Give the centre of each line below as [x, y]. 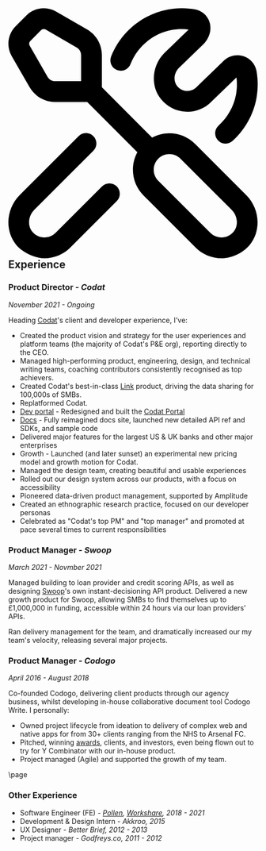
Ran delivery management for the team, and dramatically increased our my [130, 631]
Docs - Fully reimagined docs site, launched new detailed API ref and [132, 420]
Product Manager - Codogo [62, 660]
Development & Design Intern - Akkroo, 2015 [92, 821]
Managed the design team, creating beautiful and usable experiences [133, 470]
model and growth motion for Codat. [79, 462]
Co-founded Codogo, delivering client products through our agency [119, 693]
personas [35, 512]
